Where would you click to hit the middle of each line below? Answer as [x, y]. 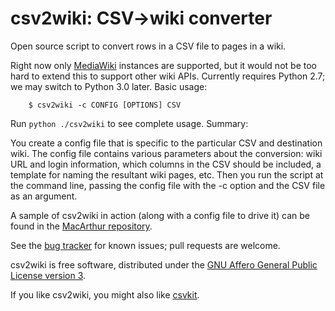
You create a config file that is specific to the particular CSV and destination [166, 143]
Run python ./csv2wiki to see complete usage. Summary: [129, 123]
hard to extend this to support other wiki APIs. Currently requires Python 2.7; [168, 76]
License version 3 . [48, 275]
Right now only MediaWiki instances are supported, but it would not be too [163, 65]
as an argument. [44, 196]
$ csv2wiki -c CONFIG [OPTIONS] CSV [105, 105]
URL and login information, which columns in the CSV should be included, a [166, 164]
